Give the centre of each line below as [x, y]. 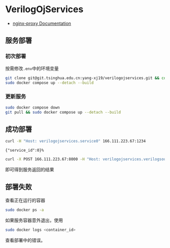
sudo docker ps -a [25, 210]
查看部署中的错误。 [25, 240]
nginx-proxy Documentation [42, 23]
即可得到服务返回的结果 [30, 169]
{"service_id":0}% [25, 151]
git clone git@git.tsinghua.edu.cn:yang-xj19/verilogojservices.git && [82, 78]
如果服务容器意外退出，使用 [34, 220]
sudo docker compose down [32, 108]
